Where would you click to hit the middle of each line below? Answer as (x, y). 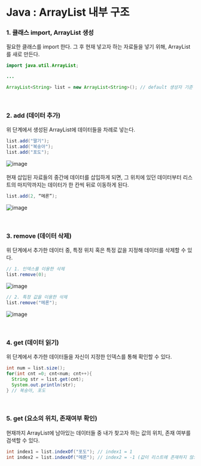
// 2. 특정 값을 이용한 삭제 (37, 297)
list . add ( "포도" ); (28, 153)
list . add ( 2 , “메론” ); (32, 196)
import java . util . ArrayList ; (42, 66)
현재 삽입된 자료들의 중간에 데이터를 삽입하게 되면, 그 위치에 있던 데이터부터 (94, 177)
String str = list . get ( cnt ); (48, 379)
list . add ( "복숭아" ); (30, 147)
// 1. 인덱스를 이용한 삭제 (35, 269)
